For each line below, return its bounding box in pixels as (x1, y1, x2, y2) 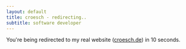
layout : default (6, 8, 47, 15)
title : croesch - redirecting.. (6, 14, 87, 20)
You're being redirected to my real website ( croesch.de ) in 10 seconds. (6, 36, 181, 44)
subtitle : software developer (6, 20, 82, 26)
